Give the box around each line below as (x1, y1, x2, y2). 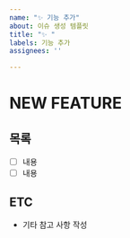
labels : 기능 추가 (9, 38, 71, 48)
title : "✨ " (9, 30, 56, 39)
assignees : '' (9, 47, 63, 56)
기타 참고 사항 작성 (22, 219, 88, 230)
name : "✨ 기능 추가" (9, 13, 81, 22)
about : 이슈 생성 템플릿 (9, 22, 90, 31)
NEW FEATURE (9, 93, 123, 113)
